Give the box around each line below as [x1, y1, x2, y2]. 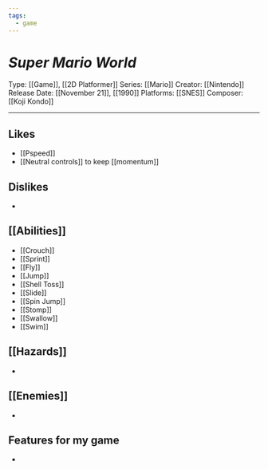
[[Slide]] [19, 288, 47, 298]
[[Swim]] [19, 321, 49, 331]
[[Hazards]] [8, 345, 67, 359]
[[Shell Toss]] [19, 279, 65, 289]
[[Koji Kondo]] [8, 97, 54, 106]
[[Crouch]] [19, 245, 55, 255]
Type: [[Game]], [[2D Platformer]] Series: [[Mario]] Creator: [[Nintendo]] [8, 80, 245, 89]
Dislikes [8, 180, 49, 194]
